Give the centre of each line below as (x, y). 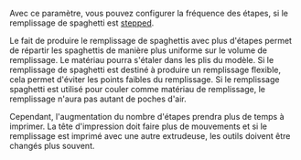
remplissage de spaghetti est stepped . (82, 23)
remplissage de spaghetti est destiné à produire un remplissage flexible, (145, 69)
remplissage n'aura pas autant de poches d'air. (98, 99)
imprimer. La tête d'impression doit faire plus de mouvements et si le (139, 126)
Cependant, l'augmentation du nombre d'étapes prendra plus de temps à (147, 117)
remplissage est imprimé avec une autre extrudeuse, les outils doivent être (150, 136)
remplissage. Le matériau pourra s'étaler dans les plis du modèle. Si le (142, 60)
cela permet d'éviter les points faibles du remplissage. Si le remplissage (145, 80)
